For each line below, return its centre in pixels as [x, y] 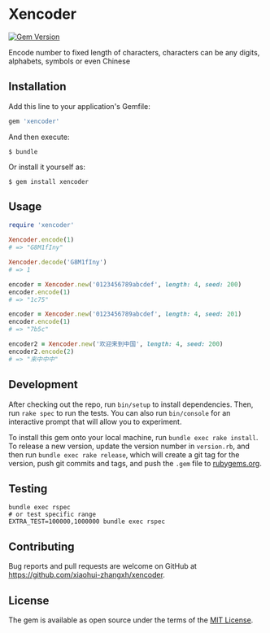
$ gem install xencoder [49, 181]
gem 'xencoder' [34, 121]
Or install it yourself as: [47, 167]
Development [44, 384]
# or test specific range [52, 515]
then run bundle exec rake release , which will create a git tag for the [124, 454]
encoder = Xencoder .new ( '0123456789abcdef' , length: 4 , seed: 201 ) [125, 314]
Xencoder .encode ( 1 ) [41, 240]
